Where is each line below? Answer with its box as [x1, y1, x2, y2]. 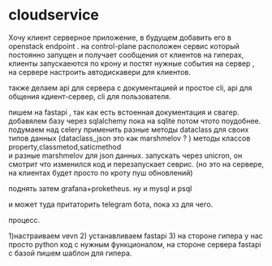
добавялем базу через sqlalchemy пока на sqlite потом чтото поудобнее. [8, 116, 261, 125]
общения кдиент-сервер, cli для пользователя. [8, 91, 172, 101]
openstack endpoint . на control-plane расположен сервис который [8, 41, 240, 50]
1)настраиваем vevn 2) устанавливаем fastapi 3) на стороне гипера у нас [8, 230, 263, 241]
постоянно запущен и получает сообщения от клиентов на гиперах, [8, 50, 244, 59]
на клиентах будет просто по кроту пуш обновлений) [8, 168, 193, 177]
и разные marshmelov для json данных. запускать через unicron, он [8, 150, 243, 160]
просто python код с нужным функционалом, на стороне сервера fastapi [8, 239, 261, 249]
